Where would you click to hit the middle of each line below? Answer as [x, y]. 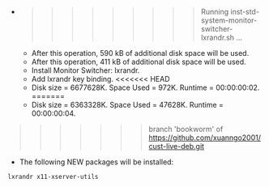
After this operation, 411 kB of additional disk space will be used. [139, 62]
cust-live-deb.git [176, 146]
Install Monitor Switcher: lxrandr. [85, 70]
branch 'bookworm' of [186, 129]
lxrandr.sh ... [222, 37]
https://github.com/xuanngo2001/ [205, 138]
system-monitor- [229, 20]
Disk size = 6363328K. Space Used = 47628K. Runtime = [128, 105]
